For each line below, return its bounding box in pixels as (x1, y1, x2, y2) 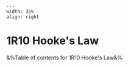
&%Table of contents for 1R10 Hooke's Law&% (6, 54, 123, 61)
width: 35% (6, 8, 34, 15)
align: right (6, 14, 40, 20)
